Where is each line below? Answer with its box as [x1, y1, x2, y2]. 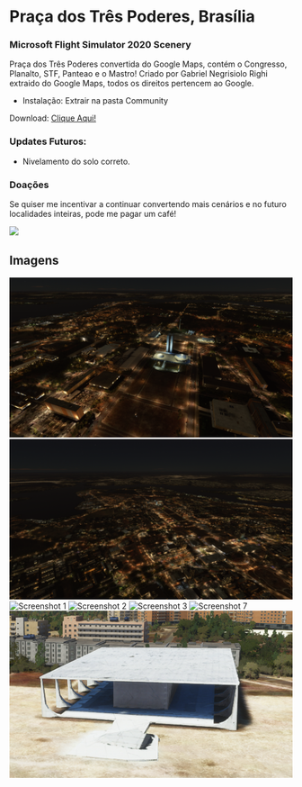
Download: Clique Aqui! [9, 113, 97, 123]
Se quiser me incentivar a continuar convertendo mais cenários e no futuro [9, 199, 288, 210]
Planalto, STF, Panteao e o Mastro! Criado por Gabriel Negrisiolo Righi [9, 68, 268, 79]
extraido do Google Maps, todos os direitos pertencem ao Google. [9, 78, 254, 89]
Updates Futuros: [9, 135, 87, 148]
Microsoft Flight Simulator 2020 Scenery [9, 39, 191, 51]
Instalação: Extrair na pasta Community [22, 95, 169, 106]
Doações [9, 178, 49, 191]
